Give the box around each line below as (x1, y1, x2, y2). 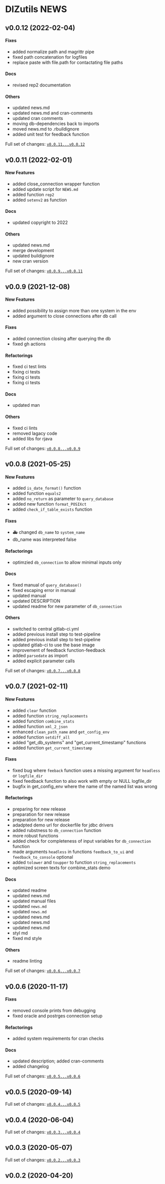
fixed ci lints (12, 425, 37, 431)
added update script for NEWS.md (12, 186, 78, 192)
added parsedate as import (12, 653, 68, 658)
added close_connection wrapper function (12, 181, 100, 187)
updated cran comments (12, 115, 63, 122)
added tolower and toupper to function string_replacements (12, 860, 136, 865)
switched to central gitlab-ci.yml (12, 626, 79, 632)
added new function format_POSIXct (12, 501, 86, 507)
